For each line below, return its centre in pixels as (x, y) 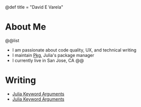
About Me (26, 27)
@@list (12, 40)
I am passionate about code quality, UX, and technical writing (74, 50)
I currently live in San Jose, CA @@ (48, 60)
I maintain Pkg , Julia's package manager (53, 55)
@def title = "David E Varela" (34, 7)
